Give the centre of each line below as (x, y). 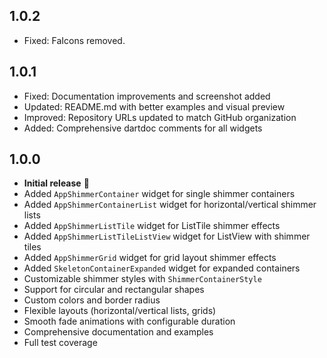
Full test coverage (60, 343)
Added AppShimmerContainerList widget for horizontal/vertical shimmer (170, 205)
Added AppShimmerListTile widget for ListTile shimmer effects (152, 226)
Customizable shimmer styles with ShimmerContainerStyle (142, 279)
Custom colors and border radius (92, 300)
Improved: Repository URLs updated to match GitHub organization (160, 117)
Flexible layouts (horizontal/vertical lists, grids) (120, 311)
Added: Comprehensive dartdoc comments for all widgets (143, 128)
